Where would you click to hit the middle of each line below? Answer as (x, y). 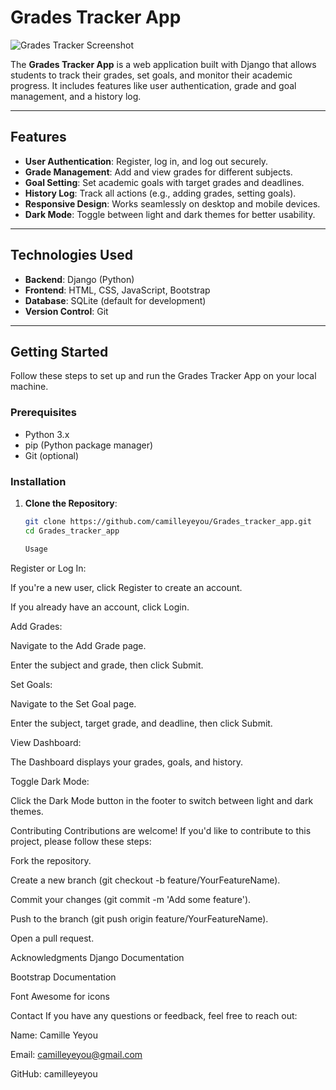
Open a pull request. (52, 938)
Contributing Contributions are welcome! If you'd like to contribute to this (161, 830)
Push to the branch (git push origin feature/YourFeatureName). (139, 918)
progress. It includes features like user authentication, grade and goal (153, 85)
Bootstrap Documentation (63, 977)
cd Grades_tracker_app (72, 531)
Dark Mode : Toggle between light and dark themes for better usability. (170, 214)
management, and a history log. (76, 96)
